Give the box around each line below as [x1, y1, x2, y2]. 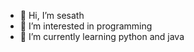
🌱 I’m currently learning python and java [19, 31, 185, 42]
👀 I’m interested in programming [19, 20, 153, 32]
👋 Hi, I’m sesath [19, 10, 85, 21]
